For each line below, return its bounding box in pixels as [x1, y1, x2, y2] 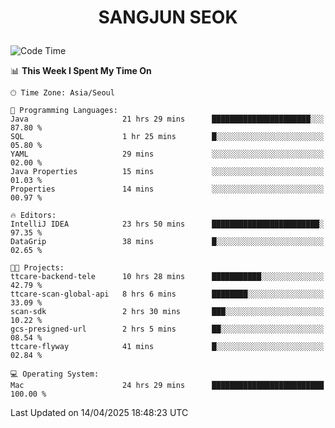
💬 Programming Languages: [10, 106, 118, 116]
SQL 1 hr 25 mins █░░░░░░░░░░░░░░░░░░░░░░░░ [10, 132, 325, 142]
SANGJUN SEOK [98, 6, 238, 29]
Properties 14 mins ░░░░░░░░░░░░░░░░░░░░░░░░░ [10, 184, 325, 195]
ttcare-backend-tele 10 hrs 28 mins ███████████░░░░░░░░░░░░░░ [10, 272, 325, 282]
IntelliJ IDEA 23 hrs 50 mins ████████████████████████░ [10, 219, 325, 230]
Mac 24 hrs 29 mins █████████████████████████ [10, 381, 325, 391]
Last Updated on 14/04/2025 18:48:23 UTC [10, 407, 189, 419]
